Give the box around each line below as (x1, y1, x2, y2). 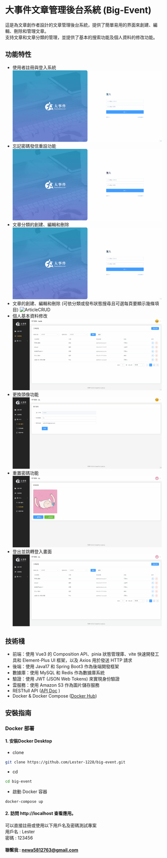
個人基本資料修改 (12, 312, 48, 318)
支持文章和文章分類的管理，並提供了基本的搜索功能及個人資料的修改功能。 (5, 34, 158, 40)
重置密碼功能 (12, 470, 39, 476)
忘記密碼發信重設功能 (12, 143, 56, 149)
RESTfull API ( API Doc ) (12, 688, 61, 694)
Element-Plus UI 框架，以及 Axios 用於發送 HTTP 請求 (22, 657, 133, 663)
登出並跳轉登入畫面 (12, 548, 52, 554)
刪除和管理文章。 (13, 28, 49, 34)
